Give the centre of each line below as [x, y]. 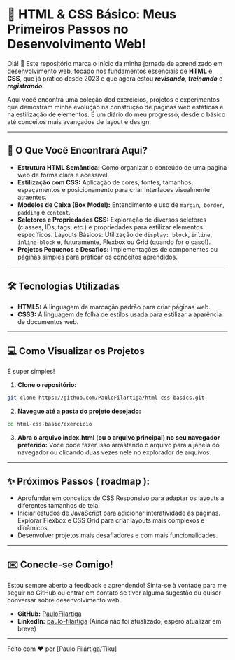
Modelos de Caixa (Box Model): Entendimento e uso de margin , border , [121, 204]
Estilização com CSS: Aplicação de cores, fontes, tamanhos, [105, 182]
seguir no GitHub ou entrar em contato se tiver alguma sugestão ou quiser [114, 593]
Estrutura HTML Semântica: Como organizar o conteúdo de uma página [122, 167]
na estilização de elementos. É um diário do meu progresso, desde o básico [116, 114]
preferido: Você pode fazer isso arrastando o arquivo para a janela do [119, 445]
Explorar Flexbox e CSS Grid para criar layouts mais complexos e [111, 520]
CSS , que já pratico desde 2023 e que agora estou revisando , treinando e [115, 78]
